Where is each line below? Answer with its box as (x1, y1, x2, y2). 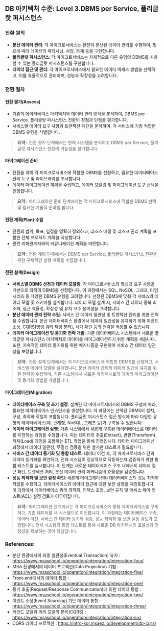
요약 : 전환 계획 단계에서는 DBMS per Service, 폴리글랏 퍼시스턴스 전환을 (17, 251, 158, 257)
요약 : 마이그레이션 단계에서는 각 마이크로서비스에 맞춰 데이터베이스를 (17, 504, 149, 510)
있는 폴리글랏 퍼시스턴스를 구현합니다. (23, 60, 95, 66)
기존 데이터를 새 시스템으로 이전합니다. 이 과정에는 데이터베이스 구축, (27, 510, 158, 515)
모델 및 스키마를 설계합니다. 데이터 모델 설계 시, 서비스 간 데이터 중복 (21, 299, 152, 305)
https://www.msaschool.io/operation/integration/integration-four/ (12, 558, 144, 563)
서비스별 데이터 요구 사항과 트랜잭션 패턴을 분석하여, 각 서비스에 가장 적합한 (12, 123, 156, 129)
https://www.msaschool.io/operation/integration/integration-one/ (12, 580, 143, 586)
